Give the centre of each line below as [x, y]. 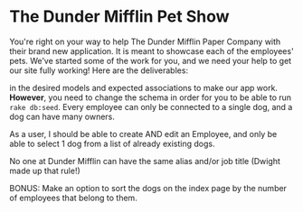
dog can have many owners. [62, 116]
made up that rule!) [45, 171]
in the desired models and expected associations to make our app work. [144, 88]
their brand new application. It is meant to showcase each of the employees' [151, 51]
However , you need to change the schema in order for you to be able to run [151, 97]
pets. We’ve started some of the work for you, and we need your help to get [151, 60]
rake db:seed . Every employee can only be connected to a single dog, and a [151, 106]
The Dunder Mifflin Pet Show [119, 17]
